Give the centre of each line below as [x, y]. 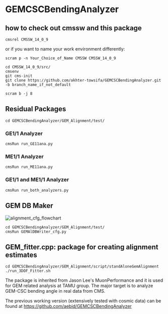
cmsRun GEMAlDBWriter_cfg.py [36, 232]
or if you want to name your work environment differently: [65, 49]
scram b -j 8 [19, 94]
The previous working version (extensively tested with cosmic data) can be [83, 301]
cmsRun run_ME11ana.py [29, 167]
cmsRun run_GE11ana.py [29, 144]
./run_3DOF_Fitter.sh [28, 271]
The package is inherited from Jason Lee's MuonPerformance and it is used [84, 280]
